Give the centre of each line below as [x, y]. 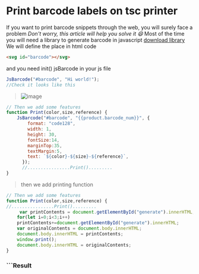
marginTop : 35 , [45, 146]
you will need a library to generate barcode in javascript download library [96, 40]
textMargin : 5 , [45, 151]
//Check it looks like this [41, 85]
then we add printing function [57, 184]
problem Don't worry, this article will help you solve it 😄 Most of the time [95, 33]
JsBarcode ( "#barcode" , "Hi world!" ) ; [53, 79]
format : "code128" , [52, 124]
